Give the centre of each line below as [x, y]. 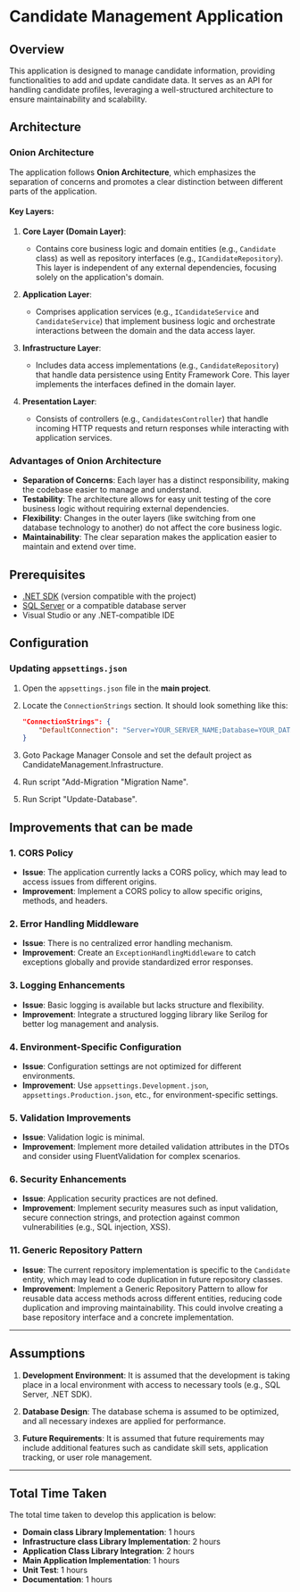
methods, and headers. [65, 900]
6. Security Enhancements [68, 1180]
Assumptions [47, 1354]
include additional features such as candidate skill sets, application [145, 1447]
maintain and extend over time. [79, 547]
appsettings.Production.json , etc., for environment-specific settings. [150, 1094]
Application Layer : [57, 294]
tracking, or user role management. [87, 1457]
